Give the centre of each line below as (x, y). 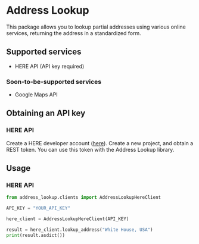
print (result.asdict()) (36, 235)
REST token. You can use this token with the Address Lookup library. (90, 149)
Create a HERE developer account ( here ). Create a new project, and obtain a (100, 143)
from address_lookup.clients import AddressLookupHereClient (84, 198)
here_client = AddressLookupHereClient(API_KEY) (68, 219)
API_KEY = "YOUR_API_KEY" (38, 208)
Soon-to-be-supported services (54, 82)
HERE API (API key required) (49, 66)
